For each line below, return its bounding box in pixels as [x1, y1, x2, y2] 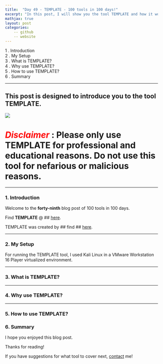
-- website [14, 35, 36, 39]
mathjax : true [5, 16, 34, 21]
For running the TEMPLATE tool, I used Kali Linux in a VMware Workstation [5, 252, 154, 258]
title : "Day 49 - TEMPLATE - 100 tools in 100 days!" [5, 7, 118, 12]
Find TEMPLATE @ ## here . [5, 215, 62, 220]
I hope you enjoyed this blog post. [5, 334, 73, 341]
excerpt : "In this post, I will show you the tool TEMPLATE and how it [5, 12, 153, 17]
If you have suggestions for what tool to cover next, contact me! [5, 353, 133, 359]
